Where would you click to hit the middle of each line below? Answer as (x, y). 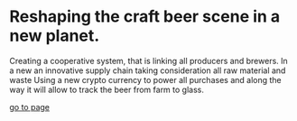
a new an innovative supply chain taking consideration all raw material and (148, 70)
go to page (30, 107)
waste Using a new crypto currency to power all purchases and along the (145, 79)
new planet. (55, 36)
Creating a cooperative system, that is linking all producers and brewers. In (149, 60)
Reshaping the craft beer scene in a (145, 17)
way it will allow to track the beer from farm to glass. (107, 89)
